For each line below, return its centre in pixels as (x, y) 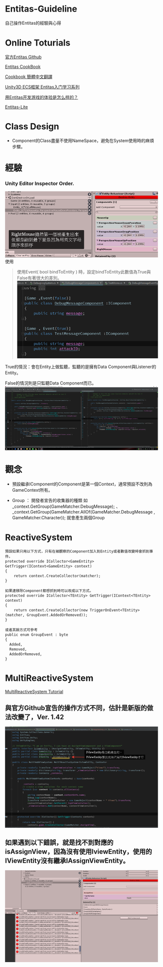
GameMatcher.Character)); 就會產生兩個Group (58, 518)
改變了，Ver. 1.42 (38, 717)
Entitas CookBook (23, 66)
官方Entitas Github (24, 57)
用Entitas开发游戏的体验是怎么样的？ (42, 97)
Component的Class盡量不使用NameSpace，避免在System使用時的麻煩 (83, 140)
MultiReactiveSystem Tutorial (34, 692)
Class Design (32, 127)
